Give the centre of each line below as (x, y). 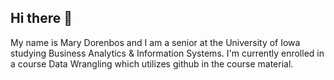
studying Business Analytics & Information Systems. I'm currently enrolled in (167, 53)
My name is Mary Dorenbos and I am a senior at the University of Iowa (155, 42)
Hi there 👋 (41, 18)
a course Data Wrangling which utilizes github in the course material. (152, 63)
